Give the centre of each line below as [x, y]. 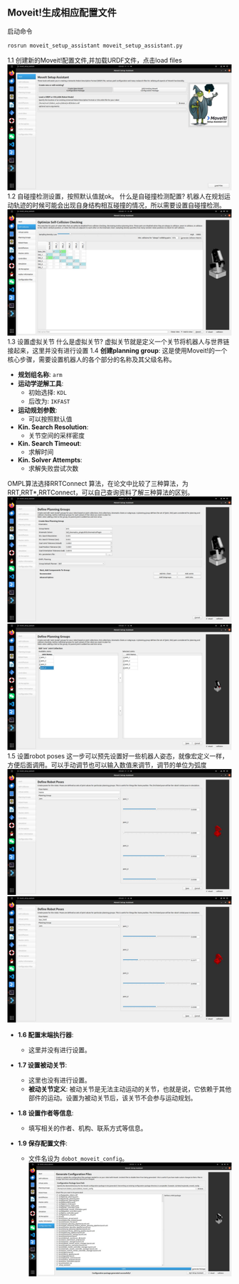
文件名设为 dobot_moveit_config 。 [78, 1158]
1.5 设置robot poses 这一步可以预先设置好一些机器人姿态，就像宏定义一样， [118, 755]
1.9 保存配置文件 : [42, 1143]
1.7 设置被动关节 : [42, 1065]
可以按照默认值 [50, 419]
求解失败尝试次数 [53, 468]
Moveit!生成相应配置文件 [62, 13]
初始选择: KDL [48, 392]
